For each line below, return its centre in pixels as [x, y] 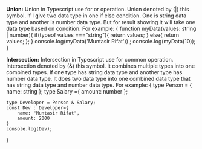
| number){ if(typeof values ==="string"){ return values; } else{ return [93, 35]
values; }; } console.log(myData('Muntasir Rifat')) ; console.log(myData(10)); [101, 41]
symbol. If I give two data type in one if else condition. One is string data [96, 16]
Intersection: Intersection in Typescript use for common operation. [90, 59]
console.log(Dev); [29, 129]
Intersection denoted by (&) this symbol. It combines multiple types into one [101, 66]
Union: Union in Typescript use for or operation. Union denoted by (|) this [98, 9]
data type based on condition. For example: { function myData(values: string [101, 28]
